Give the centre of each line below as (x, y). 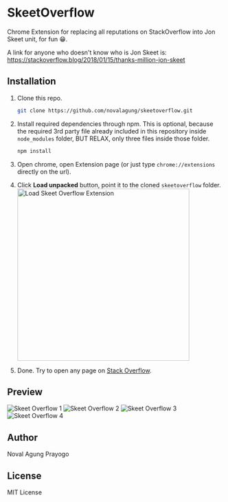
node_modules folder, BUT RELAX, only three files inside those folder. (113, 138)
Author (22, 438)
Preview (25, 391)
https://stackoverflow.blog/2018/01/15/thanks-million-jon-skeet (96, 59)
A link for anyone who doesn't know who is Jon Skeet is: (87, 52)
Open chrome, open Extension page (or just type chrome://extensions (116, 164)
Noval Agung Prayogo (38, 454)
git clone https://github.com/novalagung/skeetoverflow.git (105, 111)
